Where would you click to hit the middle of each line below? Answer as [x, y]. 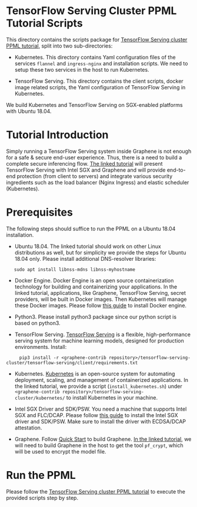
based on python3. [37, 323]
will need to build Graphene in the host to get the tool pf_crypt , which [99, 445]
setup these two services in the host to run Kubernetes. [82, 69]
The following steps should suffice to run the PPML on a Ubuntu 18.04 [91, 229]
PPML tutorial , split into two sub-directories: [59, 46]
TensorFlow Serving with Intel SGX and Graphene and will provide [86, 170]
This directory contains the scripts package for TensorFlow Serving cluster [97, 39]
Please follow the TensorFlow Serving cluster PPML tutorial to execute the [96, 491]
